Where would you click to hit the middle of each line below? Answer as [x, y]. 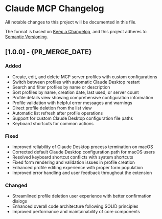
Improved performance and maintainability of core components [76, 212]
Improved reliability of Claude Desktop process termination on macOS [82, 147]
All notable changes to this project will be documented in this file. [71, 22]
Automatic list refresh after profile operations [58, 113]
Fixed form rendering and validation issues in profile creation [73, 162]
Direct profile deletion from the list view [52, 108]
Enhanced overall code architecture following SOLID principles [75, 206]
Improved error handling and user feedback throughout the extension [82, 173]
